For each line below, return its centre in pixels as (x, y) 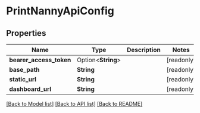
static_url (23, 79)
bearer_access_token (40, 60)
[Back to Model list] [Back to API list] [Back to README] (74, 104)
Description (144, 50)
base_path (24, 70)
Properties (26, 33)
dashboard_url (30, 89)
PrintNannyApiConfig (60, 11)
